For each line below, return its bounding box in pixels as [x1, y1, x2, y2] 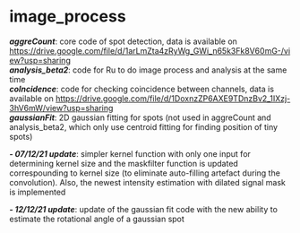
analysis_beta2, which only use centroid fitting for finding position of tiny [9, 121, 279, 132]
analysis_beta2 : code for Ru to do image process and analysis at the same [9, 65, 287, 75]
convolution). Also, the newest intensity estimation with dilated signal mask [9, 177, 287, 187]
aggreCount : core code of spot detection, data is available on [9, 36, 237, 47]
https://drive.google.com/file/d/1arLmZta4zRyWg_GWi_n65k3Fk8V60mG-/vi [9, 45, 291, 56]
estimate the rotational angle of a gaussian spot [9, 213, 185, 224]
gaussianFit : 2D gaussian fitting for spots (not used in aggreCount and [9, 112, 271, 123]
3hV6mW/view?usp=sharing [9, 102, 114, 113]
